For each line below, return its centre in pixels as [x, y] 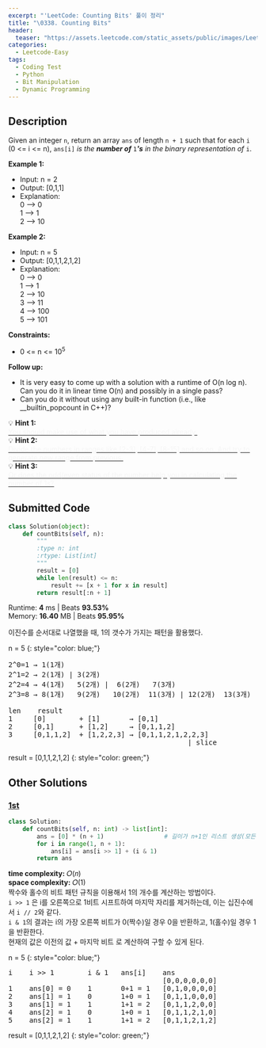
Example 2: [27, 237]
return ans [55, 859]
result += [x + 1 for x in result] [109, 585]
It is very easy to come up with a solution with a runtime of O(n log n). [133, 382]
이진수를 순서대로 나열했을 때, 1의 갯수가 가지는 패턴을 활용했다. [106, 633]
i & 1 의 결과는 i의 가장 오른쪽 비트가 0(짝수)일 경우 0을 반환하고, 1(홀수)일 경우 [130, 922]
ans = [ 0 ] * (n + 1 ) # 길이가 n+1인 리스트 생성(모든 [146, 836]
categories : [28, 45]
